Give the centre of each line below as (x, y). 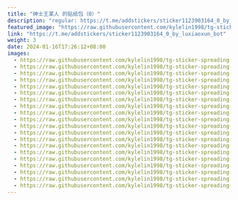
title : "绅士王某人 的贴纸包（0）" (54, 14)
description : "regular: (42, 21)
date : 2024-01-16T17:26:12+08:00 (57, 47)
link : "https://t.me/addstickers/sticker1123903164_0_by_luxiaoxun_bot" (117, 34)
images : (19, 54)
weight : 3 (22, 40)
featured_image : (31, 27)
